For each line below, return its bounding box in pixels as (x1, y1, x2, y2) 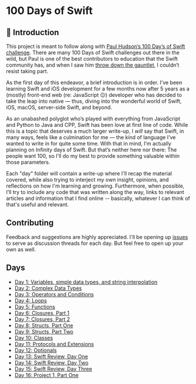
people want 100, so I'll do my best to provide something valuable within (6, 153, 180, 159)
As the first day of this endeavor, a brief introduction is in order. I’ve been (6, 79, 183, 86)
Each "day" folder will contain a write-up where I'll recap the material (6, 170, 173, 177)
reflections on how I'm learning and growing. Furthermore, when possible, (6, 182, 185, 189)
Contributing (6, 218, 54, 228)
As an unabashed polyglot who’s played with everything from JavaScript (6, 115, 180, 122)
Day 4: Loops (14, 297, 47, 304)
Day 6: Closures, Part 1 (14, 309, 70, 316)
